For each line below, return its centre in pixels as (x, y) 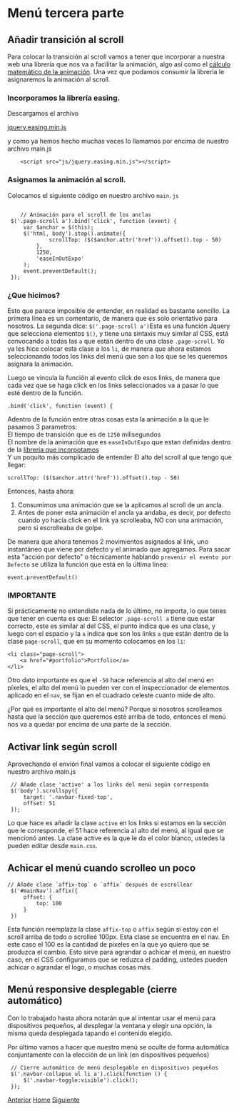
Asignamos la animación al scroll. (67, 180)
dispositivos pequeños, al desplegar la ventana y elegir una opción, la (110, 1025)
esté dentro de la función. (45, 393)
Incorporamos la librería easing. (64, 98)
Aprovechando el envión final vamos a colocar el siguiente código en (109, 764)
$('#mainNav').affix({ (44, 891)
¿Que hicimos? (34, 295)
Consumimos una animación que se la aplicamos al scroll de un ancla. (121, 504)
